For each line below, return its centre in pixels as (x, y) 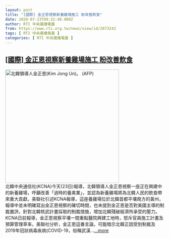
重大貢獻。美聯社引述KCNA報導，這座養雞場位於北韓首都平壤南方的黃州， (87, 199)
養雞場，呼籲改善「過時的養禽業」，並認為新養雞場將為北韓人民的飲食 (86, 193)
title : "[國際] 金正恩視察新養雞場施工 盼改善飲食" (54, 15)
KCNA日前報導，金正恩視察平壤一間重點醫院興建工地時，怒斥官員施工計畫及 (84, 218)
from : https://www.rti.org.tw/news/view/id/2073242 (61, 29)
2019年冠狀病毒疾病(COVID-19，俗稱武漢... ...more (57, 230)
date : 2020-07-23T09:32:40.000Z (39, 19)
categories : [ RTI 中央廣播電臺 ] (39, 38)
